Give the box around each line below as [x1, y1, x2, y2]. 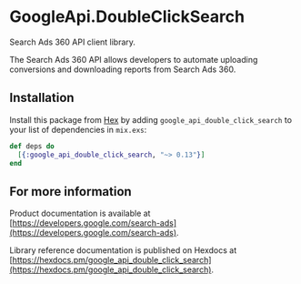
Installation [9, 90, 75, 106]
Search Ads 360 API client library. [9, 36, 136, 47]
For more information [9, 184, 132, 199]
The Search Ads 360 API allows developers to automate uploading [9, 54, 258, 65]
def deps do [9, 141, 55, 151]
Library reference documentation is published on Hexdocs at [9, 245, 237, 256]
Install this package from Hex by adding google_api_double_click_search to [9, 114, 293, 125]
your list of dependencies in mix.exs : [9, 124, 147, 135]
